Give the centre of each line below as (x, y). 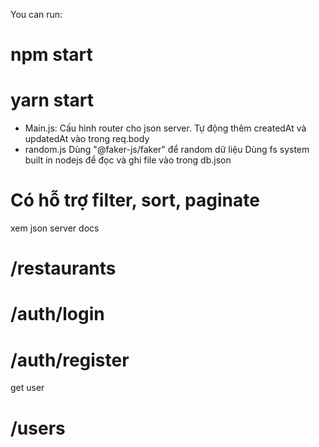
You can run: (36, 14)
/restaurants (63, 268)
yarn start (52, 100)
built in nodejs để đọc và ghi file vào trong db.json (128, 160)
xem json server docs (55, 228)
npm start (51, 55)
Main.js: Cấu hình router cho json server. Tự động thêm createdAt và (165, 128)
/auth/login (57, 314)
